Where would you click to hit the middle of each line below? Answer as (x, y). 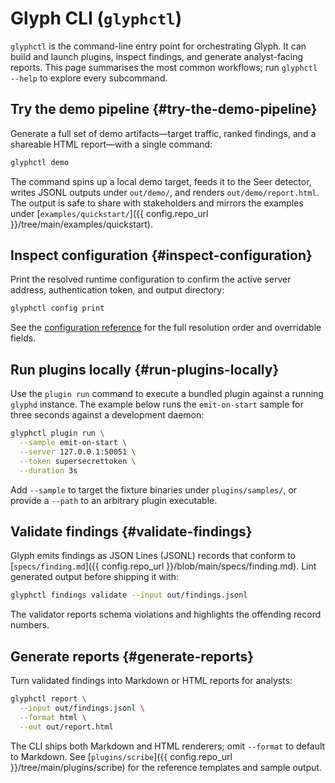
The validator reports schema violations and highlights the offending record (166, 614)
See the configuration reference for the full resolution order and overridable (166, 328)
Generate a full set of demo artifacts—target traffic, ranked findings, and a (163, 133)
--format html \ (53, 717)
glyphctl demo (40, 162)
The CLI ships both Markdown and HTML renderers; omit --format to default (168, 746)
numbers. (30, 625)
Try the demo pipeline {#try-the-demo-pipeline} (164, 109)
